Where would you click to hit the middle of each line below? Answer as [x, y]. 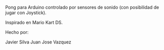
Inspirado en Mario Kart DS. [34, 22]
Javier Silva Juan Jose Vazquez [38, 42]
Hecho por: [17, 32]
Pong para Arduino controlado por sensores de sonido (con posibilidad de [82, 7]
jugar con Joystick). [26, 13]
